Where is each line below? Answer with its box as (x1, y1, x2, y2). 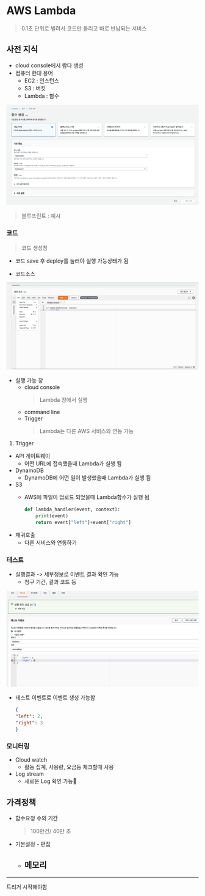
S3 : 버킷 (24, 84, 46, 92)
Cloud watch (15, 756, 48, 763)
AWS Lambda (6, 4, 76, 18)
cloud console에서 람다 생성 (15, 62, 84, 69)
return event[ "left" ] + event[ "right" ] (35, 519, 131, 525)
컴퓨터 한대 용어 (15, 69, 53, 76)
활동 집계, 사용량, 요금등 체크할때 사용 (24, 763, 114, 771)
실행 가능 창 (15, 376, 44, 384)
